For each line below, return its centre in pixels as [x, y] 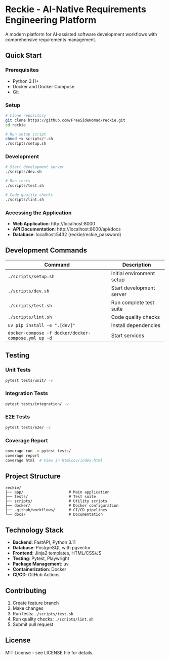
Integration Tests [27, 393]
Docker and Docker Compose [44, 86]
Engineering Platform [51, 20]
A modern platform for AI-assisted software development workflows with [81, 34]
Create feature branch [36, 603]
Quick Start [24, 56]
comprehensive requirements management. [51, 40]
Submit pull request [33, 624]
